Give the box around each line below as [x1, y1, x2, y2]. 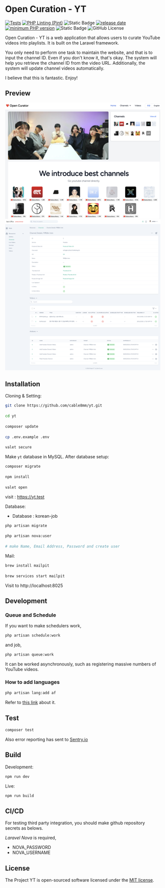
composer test [5, 728, 34, 733]
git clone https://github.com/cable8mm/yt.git [5, 403, 102, 408]
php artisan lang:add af [5, 691, 56, 696]
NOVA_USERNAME [12, 849, 51, 856]
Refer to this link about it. [5, 700, 56, 706]
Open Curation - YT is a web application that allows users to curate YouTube [5, 35, 161, 41]
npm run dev [5, 774, 30, 779]
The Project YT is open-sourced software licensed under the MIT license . [5, 877, 154, 883]
